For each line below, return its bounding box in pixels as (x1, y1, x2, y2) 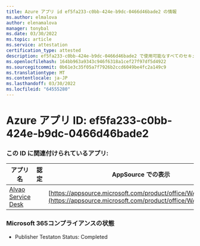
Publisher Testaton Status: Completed (14, 233, 108, 240)
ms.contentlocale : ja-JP (6, 75, 68, 81)
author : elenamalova (6, 20, 58, 26)
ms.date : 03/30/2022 (6, 31, 58, 37)
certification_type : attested (6, 48, 82, 54)
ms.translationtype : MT (6, 70, 65, 76)
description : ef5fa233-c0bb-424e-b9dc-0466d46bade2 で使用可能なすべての (6, 53, 183, 59)
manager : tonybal (6, 25, 49, 32)
